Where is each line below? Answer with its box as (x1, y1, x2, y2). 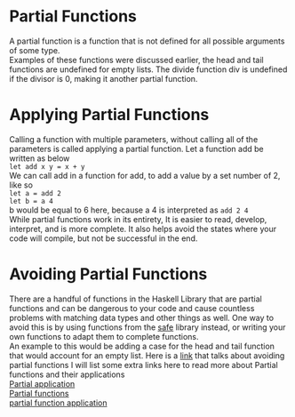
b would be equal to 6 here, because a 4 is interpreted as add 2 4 (9, 204, 249, 215)
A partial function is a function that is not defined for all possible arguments (9, 36, 285, 46)
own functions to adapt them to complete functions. (9, 331, 199, 341)
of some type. (9, 44, 60, 55)
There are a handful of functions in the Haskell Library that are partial (9, 293, 262, 304)
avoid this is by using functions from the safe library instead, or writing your (9, 322, 286, 333)
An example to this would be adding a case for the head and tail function (9, 341, 275, 351)
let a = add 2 (9, 188, 62, 197)
